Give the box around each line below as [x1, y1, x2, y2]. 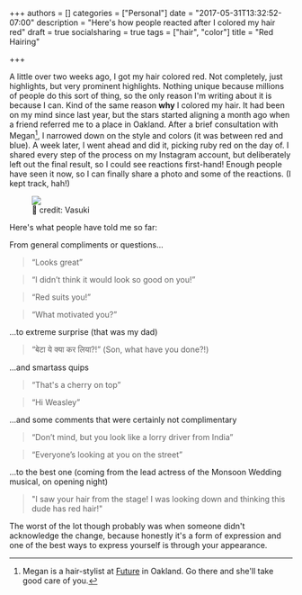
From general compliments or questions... [9, 239, 164, 250]
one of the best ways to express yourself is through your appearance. [9, 539, 268, 550]
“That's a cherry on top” [31, 379, 121, 390]
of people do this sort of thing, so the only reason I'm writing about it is [9, 90, 272, 101]
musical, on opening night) [9, 476, 109, 487]
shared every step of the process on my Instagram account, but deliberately [9, 149, 291, 160]
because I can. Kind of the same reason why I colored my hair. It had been [9, 100, 285, 111]
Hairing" [9, 36, 40, 47]
